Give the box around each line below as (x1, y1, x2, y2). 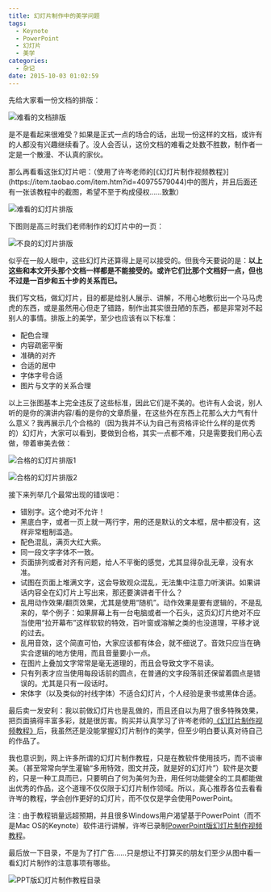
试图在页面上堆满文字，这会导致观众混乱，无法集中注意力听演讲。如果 (19, 577, 254, 587)
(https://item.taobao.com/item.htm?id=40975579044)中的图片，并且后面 (8, 177, 251, 186)
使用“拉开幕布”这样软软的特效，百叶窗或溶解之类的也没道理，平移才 (27, 618, 253, 627)
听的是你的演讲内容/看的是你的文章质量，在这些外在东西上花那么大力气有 (8, 408, 252, 417)
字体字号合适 (19, 371, 63, 380)
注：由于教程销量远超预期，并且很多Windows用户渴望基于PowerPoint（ (8, 810, 248, 820)
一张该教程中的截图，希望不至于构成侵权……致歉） (15, 186, 184, 196)
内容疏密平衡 (19, 340, 63, 350)
